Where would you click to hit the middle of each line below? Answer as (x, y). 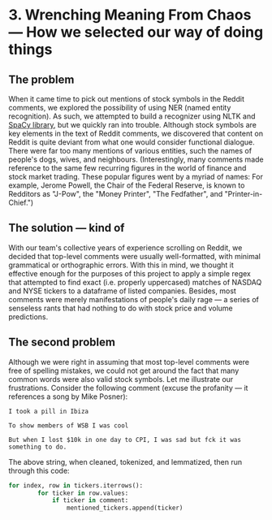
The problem (41, 79)
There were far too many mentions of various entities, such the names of (130, 151)
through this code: (39, 470)
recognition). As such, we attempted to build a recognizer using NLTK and (132, 116)
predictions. (28, 316)
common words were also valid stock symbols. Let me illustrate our (121, 379)
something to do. (38, 447)
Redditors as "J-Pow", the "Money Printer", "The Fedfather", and (116, 194)
